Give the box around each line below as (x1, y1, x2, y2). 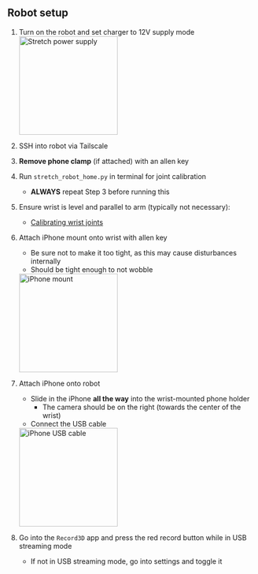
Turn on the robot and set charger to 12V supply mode (18, 27, 195, 36)
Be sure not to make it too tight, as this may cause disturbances (30, 248, 238, 257)
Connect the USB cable (30, 419, 107, 428)
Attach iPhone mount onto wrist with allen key (18, 233, 168, 242)
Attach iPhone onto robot (18, 378, 101, 388)
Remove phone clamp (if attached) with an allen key (18, 156, 190, 166)
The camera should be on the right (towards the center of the (42, 402, 241, 412)
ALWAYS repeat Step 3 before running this (30, 187, 170, 196)
